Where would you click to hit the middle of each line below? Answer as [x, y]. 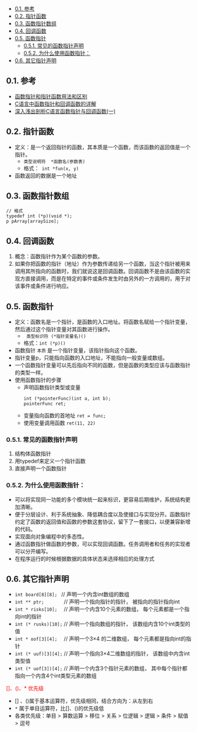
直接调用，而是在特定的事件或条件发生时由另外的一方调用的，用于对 [108, 279]
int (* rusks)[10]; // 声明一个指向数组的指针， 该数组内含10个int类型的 [102, 624]
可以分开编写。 [33, 551]
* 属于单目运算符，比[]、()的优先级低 [59, 708]
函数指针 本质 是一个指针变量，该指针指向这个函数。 [77, 351]
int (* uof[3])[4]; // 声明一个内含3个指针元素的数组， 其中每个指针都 [101, 669]
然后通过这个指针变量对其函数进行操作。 [64, 329]
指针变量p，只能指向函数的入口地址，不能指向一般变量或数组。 [91, 358]
